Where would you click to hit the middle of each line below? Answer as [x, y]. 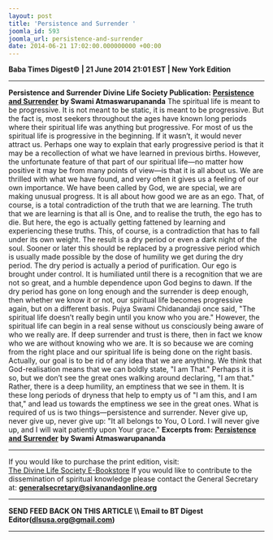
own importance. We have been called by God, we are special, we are [125, 188]
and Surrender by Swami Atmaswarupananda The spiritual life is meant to [134, 102]
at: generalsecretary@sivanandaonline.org [83, 488]
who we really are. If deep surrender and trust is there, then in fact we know [135, 335]
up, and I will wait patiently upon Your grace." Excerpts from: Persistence [132, 430]
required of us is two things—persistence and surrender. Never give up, [128, 412]
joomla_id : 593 [34, 31]
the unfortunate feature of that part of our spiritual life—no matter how [126, 162]
